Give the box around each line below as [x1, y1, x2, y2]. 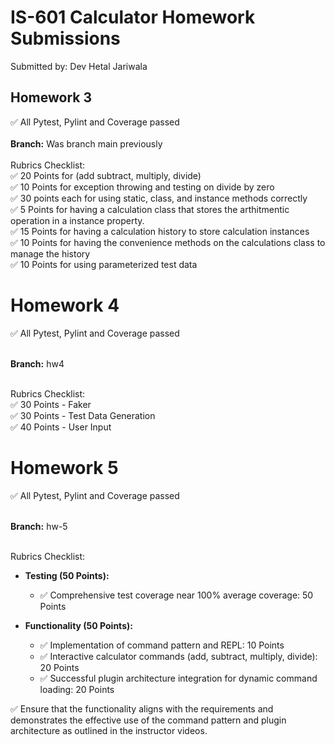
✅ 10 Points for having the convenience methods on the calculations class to [10, 236, 326, 248]
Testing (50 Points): [24, 569, 110, 581]
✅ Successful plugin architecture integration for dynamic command [39, 672, 318, 684]
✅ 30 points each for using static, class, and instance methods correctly [10, 192, 308, 204]
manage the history [10, 247, 91, 260]
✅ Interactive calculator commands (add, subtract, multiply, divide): [39, 650, 318, 662]
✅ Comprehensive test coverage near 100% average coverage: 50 [39, 589, 314, 601]
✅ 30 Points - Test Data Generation [10, 409, 156, 421]
